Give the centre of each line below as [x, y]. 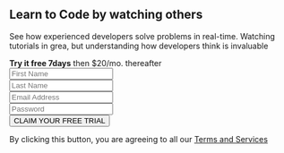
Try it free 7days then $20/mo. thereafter [86, 63]
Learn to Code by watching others [106, 15]
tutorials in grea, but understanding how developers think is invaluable [139, 46]
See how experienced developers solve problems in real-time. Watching [142, 36]
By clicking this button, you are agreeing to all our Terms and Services [139, 139]
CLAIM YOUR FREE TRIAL [60, 120]
